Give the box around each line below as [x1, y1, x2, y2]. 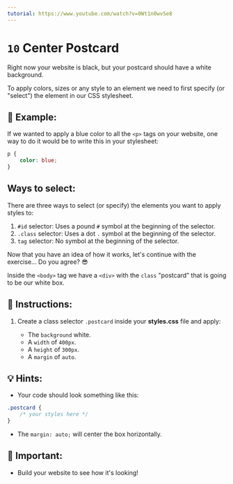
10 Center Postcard [7, 40, 120, 56]
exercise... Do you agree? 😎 [7, 258, 88, 266]
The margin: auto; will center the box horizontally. [17, 430, 162, 438]
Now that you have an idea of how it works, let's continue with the [7, 250, 197, 258]
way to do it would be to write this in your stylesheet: [7, 137, 159, 146]
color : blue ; [19, 157, 58, 164]
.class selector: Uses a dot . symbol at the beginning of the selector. [17, 229, 216, 237]
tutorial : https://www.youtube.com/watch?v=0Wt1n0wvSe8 [7, 10, 172, 17]
